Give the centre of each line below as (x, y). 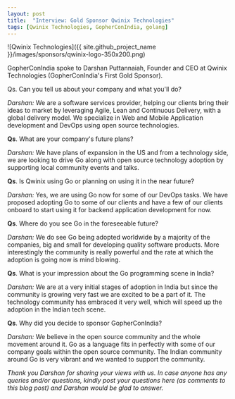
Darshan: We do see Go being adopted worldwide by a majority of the (109, 238)
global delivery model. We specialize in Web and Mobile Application (106, 118)
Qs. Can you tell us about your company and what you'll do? (94, 90)
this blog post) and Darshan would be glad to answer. (85, 388)
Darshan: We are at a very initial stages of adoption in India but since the (113, 287)
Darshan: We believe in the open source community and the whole (104, 337)
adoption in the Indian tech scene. (57, 309)
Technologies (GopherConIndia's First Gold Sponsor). (85, 75)
